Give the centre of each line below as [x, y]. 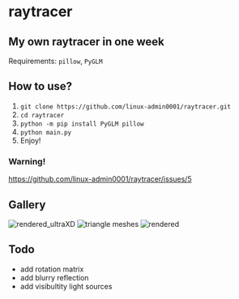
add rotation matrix [52, 269]
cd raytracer [42, 115]
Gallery [27, 205]
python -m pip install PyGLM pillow [82, 124]
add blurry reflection [54, 277]
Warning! [27, 161]
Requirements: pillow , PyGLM [55, 61]
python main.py [46, 132]
